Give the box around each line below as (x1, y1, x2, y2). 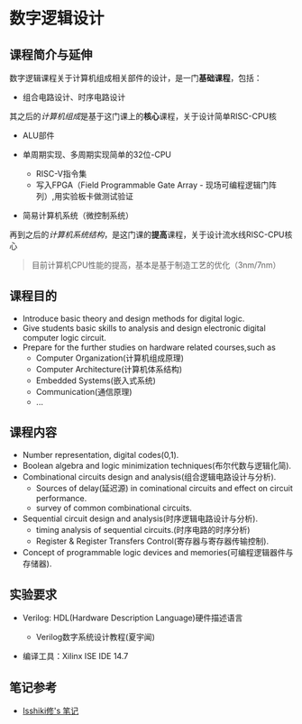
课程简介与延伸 (9, 47, 93, 62)
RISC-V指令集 (35, 169, 87, 179)
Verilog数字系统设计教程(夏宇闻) (35, 632, 156, 643)
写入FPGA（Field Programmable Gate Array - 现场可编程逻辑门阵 (35, 179, 277, 190)
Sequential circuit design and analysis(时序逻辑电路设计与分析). (22, 513, 259, 524)
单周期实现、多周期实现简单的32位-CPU (22, 150, 172, 160)
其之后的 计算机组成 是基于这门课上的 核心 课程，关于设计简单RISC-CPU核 (9, 111, 278, 122)
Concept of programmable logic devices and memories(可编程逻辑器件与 (22, 546, 294, 557)
